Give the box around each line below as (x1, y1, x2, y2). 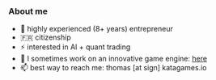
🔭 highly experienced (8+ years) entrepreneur (19, 24, 174, 34)
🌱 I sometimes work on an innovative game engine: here (19, 54, 208, 64)
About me (8, 6, 49, 17)
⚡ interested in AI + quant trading (19, 42, 131, 52)
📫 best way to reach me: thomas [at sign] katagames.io (19, 63, 207, 73)
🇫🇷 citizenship (19, 32, 71, 42)
